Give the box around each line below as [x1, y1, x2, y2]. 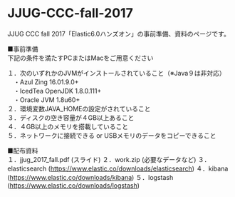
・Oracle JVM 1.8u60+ [13, 95, 80, 104]
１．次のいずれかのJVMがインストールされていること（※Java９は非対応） [7, 69, 226, 77]
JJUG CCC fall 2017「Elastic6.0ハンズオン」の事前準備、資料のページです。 [7, 29, 230, 38]
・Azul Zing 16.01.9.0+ [13, 77, 80, 86]
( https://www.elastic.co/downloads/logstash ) [7, 181, 140, 190]
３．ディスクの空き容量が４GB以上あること [7, 113, 135, 122]
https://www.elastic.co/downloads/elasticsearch [50, 164, 192, 173]
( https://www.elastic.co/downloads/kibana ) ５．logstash [7, 173, 174, 181]
